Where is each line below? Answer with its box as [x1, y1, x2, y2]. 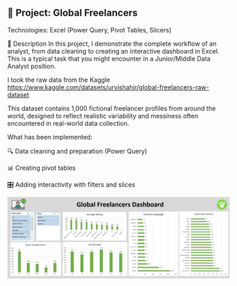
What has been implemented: [7, 132, 93, 141]
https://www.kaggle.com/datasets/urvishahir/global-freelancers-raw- [7, 82, 209, 92]
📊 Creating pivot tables [7, 163, 76, 172]
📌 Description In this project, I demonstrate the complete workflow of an [7, 39, 217, 48]
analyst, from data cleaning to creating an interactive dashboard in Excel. [7, 46, 220, 55]
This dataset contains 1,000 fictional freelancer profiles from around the [7, 104, 217, 113]
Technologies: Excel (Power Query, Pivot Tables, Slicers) [7, 25, 171, 34]
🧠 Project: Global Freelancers [7, 7, 138, 19]
